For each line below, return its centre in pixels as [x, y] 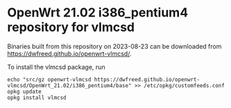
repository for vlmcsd [71, 27]
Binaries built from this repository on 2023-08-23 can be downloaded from [114, 46]
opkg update [24, 91]
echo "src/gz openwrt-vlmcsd [49, 79]
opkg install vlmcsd [37, 98]
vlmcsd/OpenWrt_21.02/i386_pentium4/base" [69, 85]
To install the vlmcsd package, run [56, 67]
